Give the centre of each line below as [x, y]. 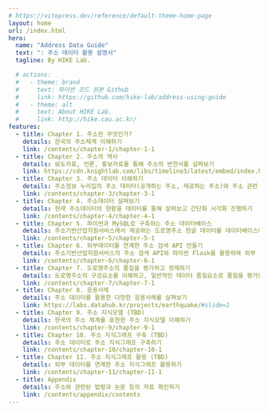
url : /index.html [37, 30]
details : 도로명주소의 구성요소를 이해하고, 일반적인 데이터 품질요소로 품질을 [133, 275]
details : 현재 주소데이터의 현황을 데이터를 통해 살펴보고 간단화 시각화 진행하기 [138, 209]
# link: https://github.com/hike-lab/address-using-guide [121, 97]
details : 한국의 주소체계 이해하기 [72, 142]
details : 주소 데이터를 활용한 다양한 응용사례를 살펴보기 [105, 298]
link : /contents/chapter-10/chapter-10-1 [92, 350]
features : [25, 127]
